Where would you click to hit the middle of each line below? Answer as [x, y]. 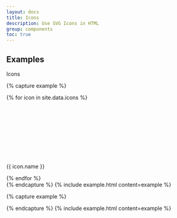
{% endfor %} [24, 178]
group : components [29, 29]
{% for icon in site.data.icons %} [47, 97]
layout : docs [23, 12]
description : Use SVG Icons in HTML [53, 23]
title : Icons [23, 18]
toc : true [19, 35]
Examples [25, 59]
